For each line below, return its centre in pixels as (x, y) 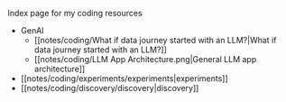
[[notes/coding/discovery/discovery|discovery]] (110, 88)
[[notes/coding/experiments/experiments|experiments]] (124, 79)
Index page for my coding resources (75, 13)
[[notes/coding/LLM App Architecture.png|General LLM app (145, 59)
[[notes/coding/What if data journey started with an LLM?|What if (155, 40)
